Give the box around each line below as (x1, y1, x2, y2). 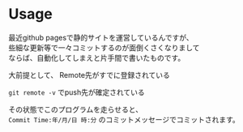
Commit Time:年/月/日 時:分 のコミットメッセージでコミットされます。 (8, 114, 241, 124)
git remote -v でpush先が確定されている (8, 87, 146, 97)
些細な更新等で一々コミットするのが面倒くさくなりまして (8, 42, 200, 53)
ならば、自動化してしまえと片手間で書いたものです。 (8, 53, 185, 62)
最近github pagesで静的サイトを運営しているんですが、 (8, 32, 194, 42)
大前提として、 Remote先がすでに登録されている (8, 70, 170, 79)
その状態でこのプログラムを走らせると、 (8, 104, 143, 114)
